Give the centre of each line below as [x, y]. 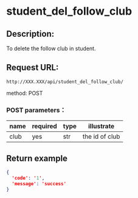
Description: [30, 34]
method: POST [25, 93]
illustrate [101, 127]
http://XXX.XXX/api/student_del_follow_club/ [65, 82]
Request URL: [33, 68]
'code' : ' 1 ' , [28, 178]
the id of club [101, 137]
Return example [37, 158]
